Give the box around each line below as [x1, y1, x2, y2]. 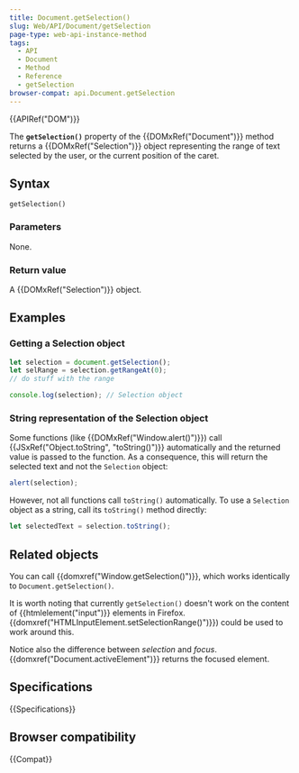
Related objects [9, 547, 99, 562]
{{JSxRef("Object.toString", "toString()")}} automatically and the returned [9, 442, 281, 453]
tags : [9, 38, 30, 48]
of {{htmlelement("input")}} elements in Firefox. [9, 607, 186, 618]
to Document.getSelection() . [9, 580, 114, 591]
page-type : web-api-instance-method [9, 30, 147, 39]
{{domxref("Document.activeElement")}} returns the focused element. [9, 653, 270, 664]
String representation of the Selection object [9, 412, 209, 424]
